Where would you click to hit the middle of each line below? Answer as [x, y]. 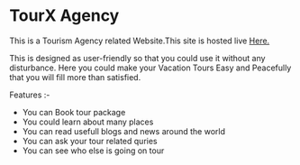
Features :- [30, 95]
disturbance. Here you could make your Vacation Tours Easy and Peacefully [150, 68]
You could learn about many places [88, 122]
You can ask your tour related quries [90, 141]
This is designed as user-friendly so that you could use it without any [137, 58]
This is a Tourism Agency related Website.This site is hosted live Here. [140, 41]
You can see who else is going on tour [93, 151]
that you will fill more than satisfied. [75, 77]
